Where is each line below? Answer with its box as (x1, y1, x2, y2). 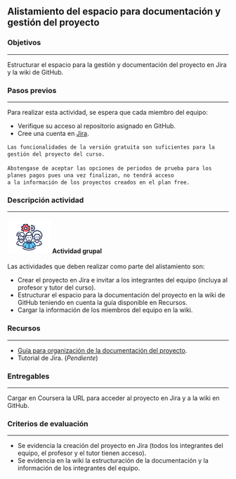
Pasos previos (7, 85, 57, 95)
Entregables (7, 371, 50, 381)
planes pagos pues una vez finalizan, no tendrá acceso (7, 172, 174, 179)
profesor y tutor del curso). (17, 283, 96, 292)
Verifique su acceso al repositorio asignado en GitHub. (17, 121, 176, 130)
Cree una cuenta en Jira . (17, 129, 89, 137)
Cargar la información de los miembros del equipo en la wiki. (17, 306, 193, 314)
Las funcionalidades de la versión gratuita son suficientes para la (7, 144, 216, 151)
